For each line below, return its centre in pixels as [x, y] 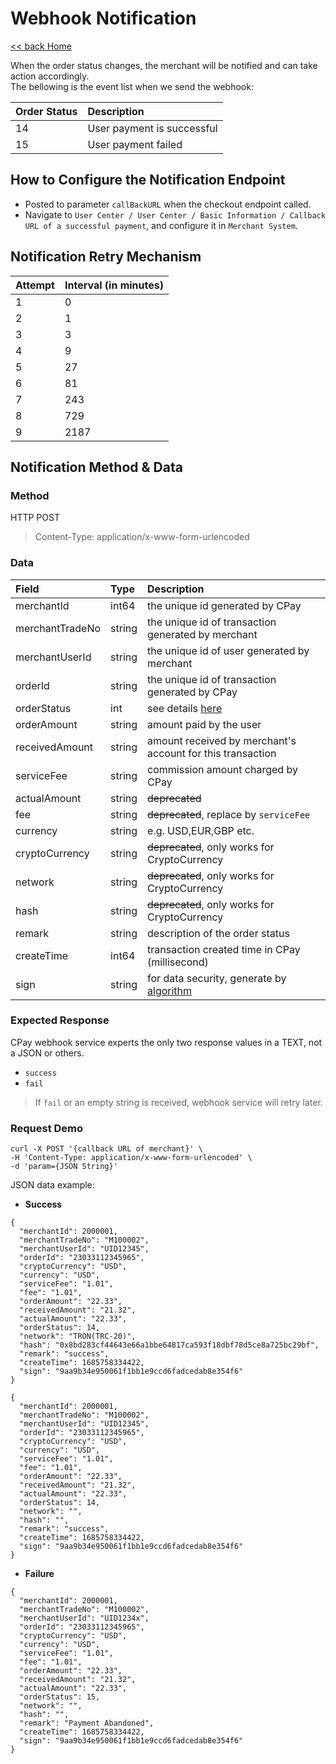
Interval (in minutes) [114, 285]
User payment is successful [152, 128]
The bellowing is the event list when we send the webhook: [132, 86]
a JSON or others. [47, 1053]
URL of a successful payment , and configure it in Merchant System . [161, 225]
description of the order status [218, 933]
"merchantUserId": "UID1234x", [84, 1618]
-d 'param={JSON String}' [64, 1167]
